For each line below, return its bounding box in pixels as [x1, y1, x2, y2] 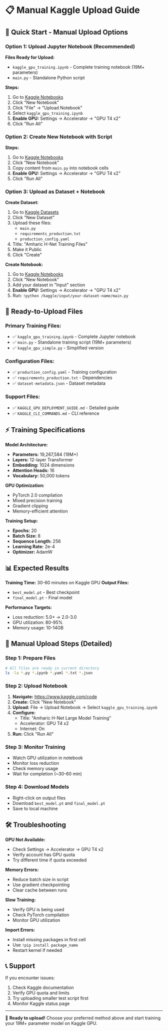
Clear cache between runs [12, 887, 67, 893]
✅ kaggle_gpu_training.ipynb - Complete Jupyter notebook [12, 333, 136, 339]
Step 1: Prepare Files [5, 654, 56, 661]
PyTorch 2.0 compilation [12, 492, 63, 498]
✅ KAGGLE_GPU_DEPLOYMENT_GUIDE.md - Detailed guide [12, 405, 119, 411]
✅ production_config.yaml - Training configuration [12, 369, 117, 375]
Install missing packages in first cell [12, 936, 86, 942]
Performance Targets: [5, 604, 52, 610]
